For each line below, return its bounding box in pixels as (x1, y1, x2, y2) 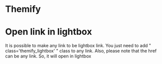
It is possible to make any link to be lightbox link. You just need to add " (5, 43, 151, 49)
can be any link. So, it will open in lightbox (5, 53, 91, 59)
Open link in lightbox (5, 26, 92, 38)
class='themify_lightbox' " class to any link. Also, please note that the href (5, 48, 157, 54)
